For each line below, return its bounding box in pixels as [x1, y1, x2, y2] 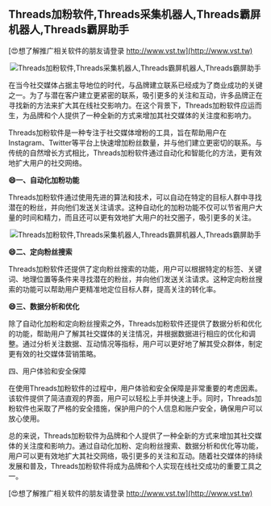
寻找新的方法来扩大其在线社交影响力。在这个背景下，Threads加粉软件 [8, 100, 241, 110]
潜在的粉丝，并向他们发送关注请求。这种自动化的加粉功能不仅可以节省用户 [8, 202, 256, 212]
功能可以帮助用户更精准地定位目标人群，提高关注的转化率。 [22, 284, 220, 293]
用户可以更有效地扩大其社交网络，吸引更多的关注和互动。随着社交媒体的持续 [8, 451, 263, 461]
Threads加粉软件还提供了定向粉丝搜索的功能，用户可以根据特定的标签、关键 [8, 264, 262, 273]
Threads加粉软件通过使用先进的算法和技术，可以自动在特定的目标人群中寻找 [8, 192, 262, 202]
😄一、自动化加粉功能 [8, 175, 80, 184]
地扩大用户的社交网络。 [8, 158, 86, 167]
